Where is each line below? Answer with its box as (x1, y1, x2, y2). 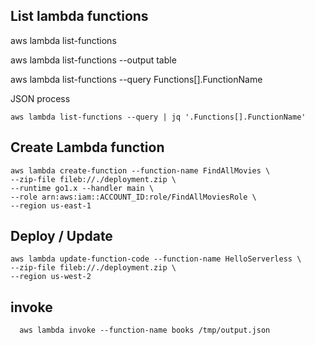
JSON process (10, 92, 71, 104)
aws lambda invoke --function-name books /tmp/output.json (19, 325, 271, 336)
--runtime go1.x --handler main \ (10, 183, 155, 193)
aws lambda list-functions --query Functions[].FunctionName (10, 73, 263, 85)
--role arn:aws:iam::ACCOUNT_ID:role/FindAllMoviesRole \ (10, 192, 257, 202)
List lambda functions (10, 8, 149, 25)
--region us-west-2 (10, 272, 92, 282)
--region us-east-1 (10, 200, 92, 211)
